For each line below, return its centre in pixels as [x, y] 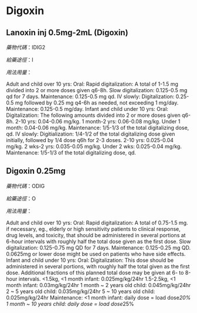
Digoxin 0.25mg [36, 171]
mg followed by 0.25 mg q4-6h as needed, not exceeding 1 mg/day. [97, 103]
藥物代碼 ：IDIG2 [26, 47]
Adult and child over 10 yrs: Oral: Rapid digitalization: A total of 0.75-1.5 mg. [97, 223]
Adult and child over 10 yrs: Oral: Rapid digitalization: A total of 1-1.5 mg [92, 84]
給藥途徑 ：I [20, 60]
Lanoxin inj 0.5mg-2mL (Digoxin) [67, 33]
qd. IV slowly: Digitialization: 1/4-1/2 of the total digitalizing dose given [91, 134]
